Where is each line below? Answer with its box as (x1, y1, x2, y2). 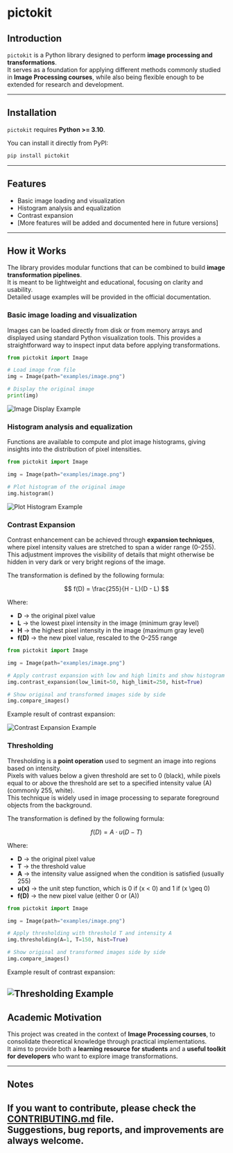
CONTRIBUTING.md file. (7, 1113, 114, 1125)
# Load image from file (7, 366, 76, 374)
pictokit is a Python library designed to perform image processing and (7, 51, 213, 59)
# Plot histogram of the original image (7, 484, 126, 490)
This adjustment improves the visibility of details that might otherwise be (7, 550, 215, 559)
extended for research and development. (7, 80, 124, 88)
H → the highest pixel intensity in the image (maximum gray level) (17, 626, 205, 635)
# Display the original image (7, 386, 95, 393)
